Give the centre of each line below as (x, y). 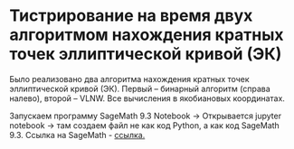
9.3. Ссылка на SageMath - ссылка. (77, 135)
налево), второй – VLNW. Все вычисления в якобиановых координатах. (147, 98)
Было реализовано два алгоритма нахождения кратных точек (130, 79)
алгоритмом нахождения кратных (147, 35)
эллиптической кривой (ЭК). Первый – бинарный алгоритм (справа (140, 88)
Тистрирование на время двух (131, 16)
